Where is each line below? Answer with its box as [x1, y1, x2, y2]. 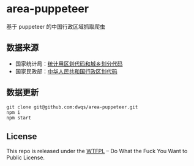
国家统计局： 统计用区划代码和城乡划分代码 [15, 60, 123, 67]
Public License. [6, 154, 45, 161]
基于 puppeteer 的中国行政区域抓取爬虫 [6, 23, 106, 30]
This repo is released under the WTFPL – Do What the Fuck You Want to [6, 148, 188, 155]
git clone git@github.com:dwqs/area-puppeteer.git [6, 104, 138, 110]
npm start [6, 115, 32, 121]
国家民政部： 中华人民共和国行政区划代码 [15, 67, 118, 75]
